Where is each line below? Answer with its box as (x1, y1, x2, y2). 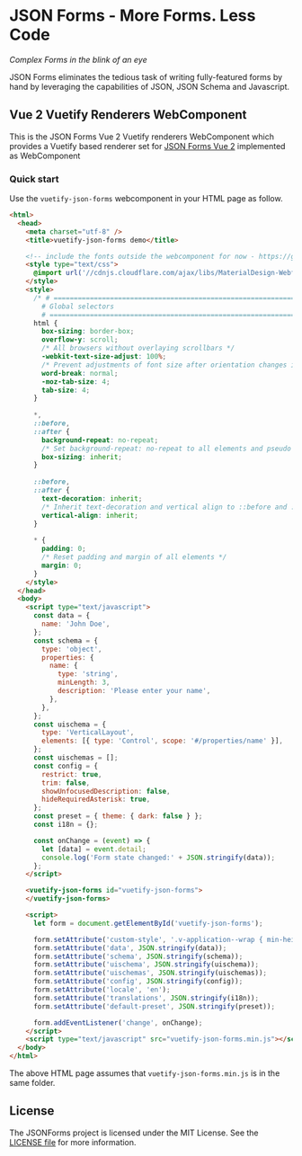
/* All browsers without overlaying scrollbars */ (41, 343, 235, 353)
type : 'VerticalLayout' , (41, 728, 135, 737)
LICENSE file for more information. (9, 1136, 137, 1147)
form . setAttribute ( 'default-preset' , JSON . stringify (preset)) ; (32, 1001, 276, 1011)
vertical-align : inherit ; (41, 511, 139, 520)
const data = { (32, 611, 91, 620)
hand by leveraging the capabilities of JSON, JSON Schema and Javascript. (9, 81, 290, 92)
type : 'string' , (57, 670, 119, 679)
